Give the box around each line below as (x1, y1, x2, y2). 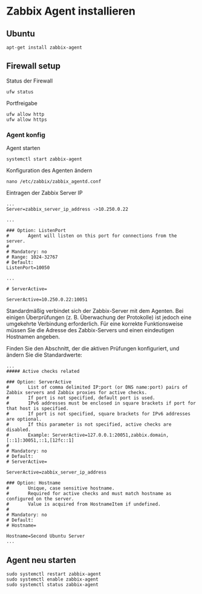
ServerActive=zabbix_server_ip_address (6, 469, 107, 476)
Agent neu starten (6, 555, 77, 565)
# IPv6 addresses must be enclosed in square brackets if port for (6, 400, 197, 406)
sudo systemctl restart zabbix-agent (6, 571, 102, 577)
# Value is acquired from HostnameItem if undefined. (6, 501, 161, 508)
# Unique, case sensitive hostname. (6, 485, 115, 491)
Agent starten (6, 145, 41, 152)
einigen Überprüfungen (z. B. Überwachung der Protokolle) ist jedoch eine (6, 314, 192, 321)
